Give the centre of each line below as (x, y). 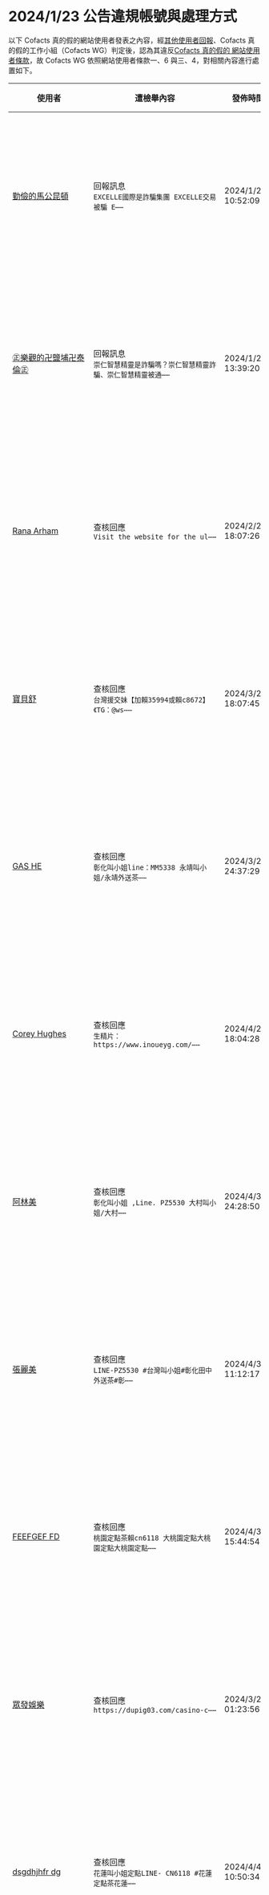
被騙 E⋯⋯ (108, 207)
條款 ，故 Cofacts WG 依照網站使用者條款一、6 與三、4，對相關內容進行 (133, 60)
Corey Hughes (39, 1033)
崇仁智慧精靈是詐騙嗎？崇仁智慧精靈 (151, 365)
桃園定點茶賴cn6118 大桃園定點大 (149, 1538)
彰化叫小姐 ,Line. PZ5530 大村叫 (151, 1202)
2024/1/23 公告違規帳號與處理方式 (123, 16)
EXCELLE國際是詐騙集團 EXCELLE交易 (155, 197)
